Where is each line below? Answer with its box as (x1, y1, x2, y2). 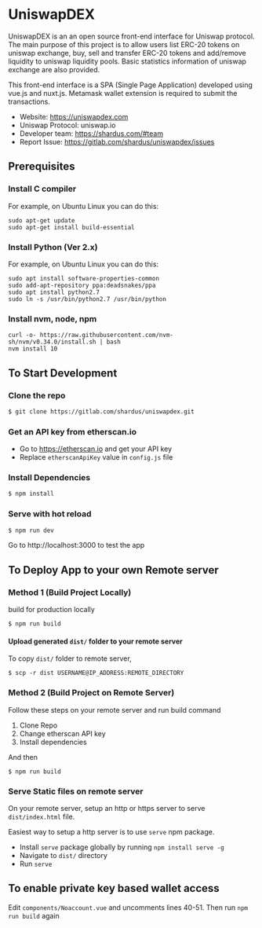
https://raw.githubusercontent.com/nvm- (39, 332, 174, 339)
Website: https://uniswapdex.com (19, 112, 129, 121)
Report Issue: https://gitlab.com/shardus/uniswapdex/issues (19, 137, 215, 146)
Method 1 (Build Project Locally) (8, 587, 132, 598)
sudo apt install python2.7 (8, 288, 100, 296)
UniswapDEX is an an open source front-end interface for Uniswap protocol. (8, 31, 255, 41)
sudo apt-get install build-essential (8, 223, 135, 231)
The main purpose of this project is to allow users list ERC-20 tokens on (8, 39, 240, 49)
